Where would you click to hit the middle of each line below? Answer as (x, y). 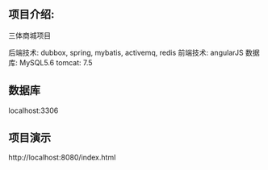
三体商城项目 (29, 35)
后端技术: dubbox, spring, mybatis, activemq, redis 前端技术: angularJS (126, 52)
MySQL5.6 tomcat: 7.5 (56, 62)
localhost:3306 (33, 110)
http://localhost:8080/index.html (62, 158)
